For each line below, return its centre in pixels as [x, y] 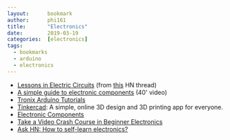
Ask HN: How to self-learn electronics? [73, 129]
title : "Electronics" [48, 26]
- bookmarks [31, 53]
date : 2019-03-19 [43, 33]
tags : [15, 46]
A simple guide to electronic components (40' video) [92, 92]
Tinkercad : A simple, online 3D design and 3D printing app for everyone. [120, 107]
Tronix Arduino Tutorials [51, 99]
